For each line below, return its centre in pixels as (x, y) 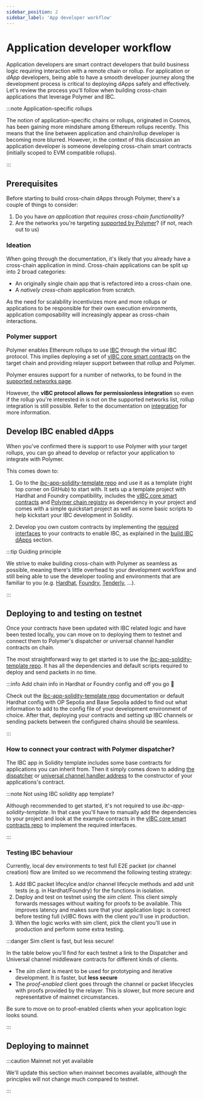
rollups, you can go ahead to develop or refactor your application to (91, 452)
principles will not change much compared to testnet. (73, 1079)
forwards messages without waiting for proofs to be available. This (98, 904)
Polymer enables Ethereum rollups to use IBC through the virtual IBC (92, 350)
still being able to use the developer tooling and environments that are (93, 576)
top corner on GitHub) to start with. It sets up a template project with (100, 489)
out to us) (27, 229)
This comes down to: (32, 471)
